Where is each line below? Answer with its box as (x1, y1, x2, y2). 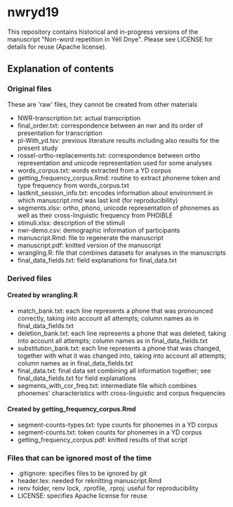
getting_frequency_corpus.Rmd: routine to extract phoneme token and (17, 173, 220, 182)
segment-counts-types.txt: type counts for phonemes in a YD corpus (17, 420, 218, 429)
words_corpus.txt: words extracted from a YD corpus (17, 166, 172, 175)
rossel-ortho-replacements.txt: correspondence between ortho (17, 151, 201, 159)
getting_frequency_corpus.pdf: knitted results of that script (17, 435, 188, 444)
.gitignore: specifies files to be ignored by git (17, 469, 147, 477)
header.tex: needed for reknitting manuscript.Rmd (17, 477, 162, 485)
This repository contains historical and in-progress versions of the (7, 27, 199, 36)
